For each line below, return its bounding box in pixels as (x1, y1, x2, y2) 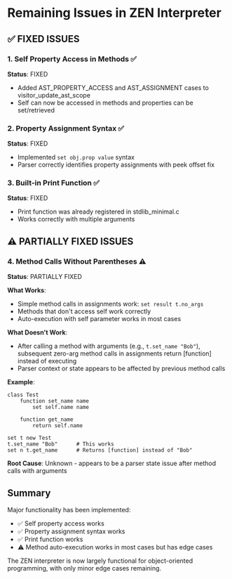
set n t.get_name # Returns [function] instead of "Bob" (7, 447, 193, 454)
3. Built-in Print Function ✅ (7, 178, 100, 188)
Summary (7, 487, 51, 499)
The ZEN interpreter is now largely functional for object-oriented (7, 557, 193, 565)
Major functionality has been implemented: (7, 505, 131, 514)
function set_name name (20, 398, 90, 405)
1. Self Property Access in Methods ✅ (7, 54, 137, 64)
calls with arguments (7, 467, 68, 475)
